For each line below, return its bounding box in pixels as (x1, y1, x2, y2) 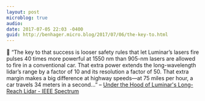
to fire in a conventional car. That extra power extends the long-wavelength (6, 62, 196, 69)
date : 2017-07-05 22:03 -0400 (6, 26, 84, 32)
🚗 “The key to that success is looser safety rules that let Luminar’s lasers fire (6, 48, 199, 56)
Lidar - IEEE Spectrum (23, 88, 80, 95)
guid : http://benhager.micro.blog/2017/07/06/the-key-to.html (6, 32, 168, 38)
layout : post (6, 9, 40, 15)
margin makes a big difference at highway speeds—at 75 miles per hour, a (6, 75, 193, 82)
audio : (6, 20, 23, 26)
